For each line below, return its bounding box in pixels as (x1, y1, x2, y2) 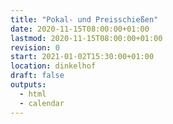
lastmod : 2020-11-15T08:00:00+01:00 (10, 33, 163, 43)
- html (19, 89, 47, 99)
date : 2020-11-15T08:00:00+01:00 (10, 24, 150, 34)
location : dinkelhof (10, 61, 97, 71)
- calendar (19, 98, 65, 108)
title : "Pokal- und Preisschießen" (10, 14, 159, 25)
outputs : (10, 80, 47, 90)
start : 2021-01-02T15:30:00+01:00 (10, 52, 155, 62)
